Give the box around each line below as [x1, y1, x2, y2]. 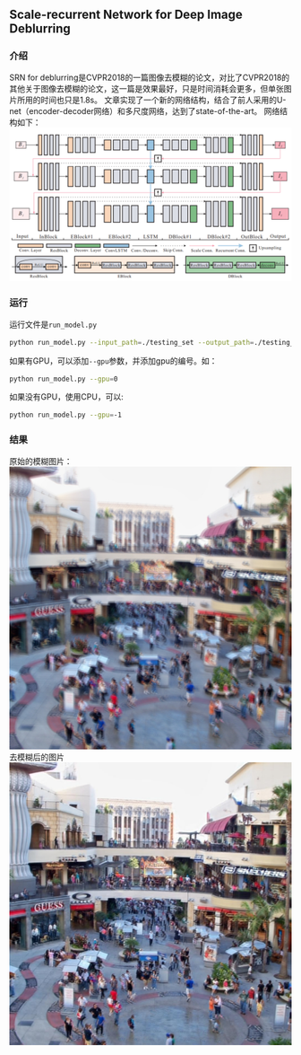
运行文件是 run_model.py [9, 319, 97, 330]
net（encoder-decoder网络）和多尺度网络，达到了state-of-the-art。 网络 [9, 105, 280, 116]
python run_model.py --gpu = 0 [9, 374, 118, 383]
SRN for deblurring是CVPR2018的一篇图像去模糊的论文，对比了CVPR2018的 [9, 72, 290, 83]
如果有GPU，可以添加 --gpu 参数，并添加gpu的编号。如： [9, 355, 218, 366]
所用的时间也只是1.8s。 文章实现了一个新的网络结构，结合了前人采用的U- [16, 94, 287, 105]
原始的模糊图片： [9, 455, 73, 466]
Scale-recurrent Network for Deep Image [9, 7, 244, 22]
